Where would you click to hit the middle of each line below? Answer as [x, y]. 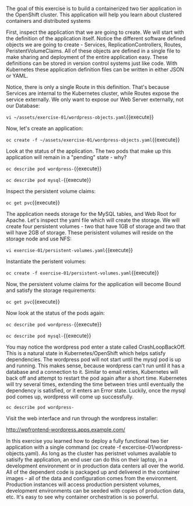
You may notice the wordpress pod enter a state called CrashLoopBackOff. [96, 347]
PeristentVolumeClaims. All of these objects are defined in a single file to [93, 51]
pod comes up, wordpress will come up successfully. [70, 397]
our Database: [23, 106]
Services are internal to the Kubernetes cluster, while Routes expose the [93, 93]
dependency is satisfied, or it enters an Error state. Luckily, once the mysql [96, 390]
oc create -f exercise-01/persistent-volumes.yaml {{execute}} [83, 273]
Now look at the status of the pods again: [55, 313]
